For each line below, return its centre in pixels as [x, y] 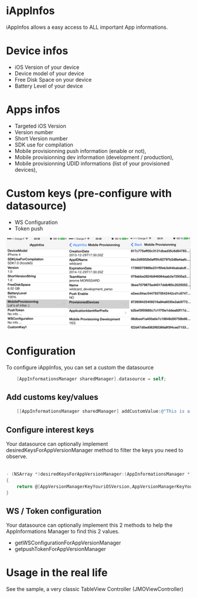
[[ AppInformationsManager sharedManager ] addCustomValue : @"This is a [103, 412]
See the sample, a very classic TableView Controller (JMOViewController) [95, 589]
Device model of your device [49, 73]
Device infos [37, 51]
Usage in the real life [57, 573]
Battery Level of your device [49, 86]
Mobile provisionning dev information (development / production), [94, 157]
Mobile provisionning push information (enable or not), [80, 151]
